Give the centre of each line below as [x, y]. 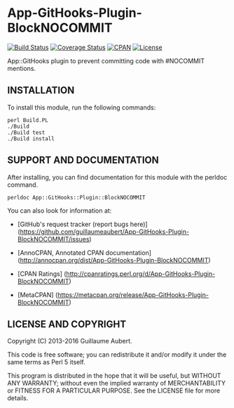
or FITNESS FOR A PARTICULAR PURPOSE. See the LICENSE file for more [114, 390]
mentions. [22, 68]
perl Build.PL [28, 120]
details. [18, 398]
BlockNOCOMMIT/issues [53, 239]
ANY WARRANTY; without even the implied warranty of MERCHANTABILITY [117, 383]
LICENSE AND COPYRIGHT [67, 324]
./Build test [26, 132]
